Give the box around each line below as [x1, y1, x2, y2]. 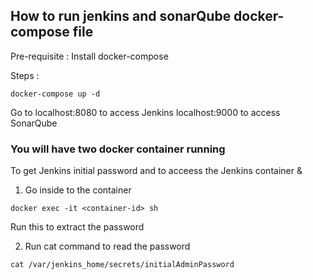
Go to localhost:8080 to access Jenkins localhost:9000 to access [10, 106, 281, 118]
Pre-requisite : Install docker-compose [10, 50, 169, 62]
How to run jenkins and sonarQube [10, 8, 232, 25]
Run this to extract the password [10, 221, 145, 233]
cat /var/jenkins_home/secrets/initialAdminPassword [10, 260, 235, 270]
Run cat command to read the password [24, 240, 191, 253]
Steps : [10, 69, 40, 81]
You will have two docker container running [10, 142, 226, 156]
